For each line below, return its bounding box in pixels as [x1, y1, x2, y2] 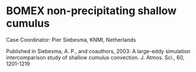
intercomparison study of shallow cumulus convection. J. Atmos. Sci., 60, [6, 54, 185, 61]
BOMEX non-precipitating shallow [6, 4, 177, 18]
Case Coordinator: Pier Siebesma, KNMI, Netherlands [6, 36, 136, 43]
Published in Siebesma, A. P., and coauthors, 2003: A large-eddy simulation [6, 47, 191, 54]
